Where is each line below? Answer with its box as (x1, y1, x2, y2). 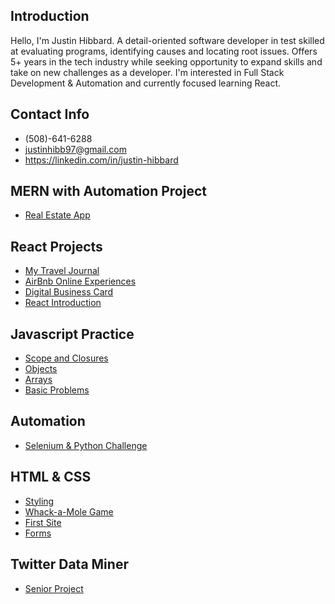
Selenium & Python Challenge (24, 439, 148, 451)
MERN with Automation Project (10, 183, 207, 200)
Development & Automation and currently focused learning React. (10, 77, 282, 89)
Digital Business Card (24, 286, 114, 298)
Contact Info (10, 106, 90, 123)
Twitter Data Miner (10, 556, 129, 573)
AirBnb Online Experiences (24, 275, 137, 288)
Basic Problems (24, 384, 90, 396)
